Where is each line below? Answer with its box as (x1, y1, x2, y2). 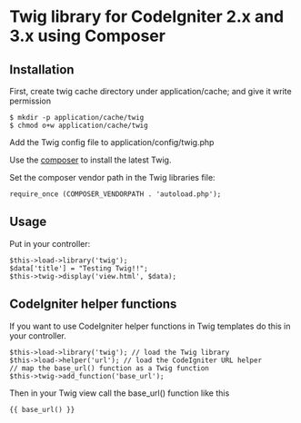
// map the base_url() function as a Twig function (9, 363, 209, 373)
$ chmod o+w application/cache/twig (9, 121, 148, 130)
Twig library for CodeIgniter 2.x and (9, 6, 285, 27)
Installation (9, 62, 75, 77)
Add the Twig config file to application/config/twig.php (9, 137, 215, 147)
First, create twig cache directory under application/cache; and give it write (9, 86, 293, 96)
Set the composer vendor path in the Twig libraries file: (9, 172, 216, 182)
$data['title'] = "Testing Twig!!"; (9, 263, 148, 273)
